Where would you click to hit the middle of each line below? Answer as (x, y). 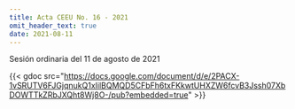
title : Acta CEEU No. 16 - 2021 (69, 17)
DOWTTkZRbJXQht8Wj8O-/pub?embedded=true (99, 95)
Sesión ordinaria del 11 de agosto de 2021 (85, 59)
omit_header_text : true (53, 26)
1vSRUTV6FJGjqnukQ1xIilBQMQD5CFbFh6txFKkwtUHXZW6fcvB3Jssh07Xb (147, 86)
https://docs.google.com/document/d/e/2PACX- (151, 76)
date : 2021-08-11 (41, 34)
